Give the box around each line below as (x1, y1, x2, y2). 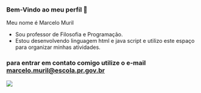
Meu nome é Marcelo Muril (6, 19, 74, 27)
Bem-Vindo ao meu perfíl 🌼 (6, 5, 88, 14)
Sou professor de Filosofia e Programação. (15, 31, 123, 38)
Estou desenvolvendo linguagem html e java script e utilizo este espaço (15, 37, 195, 45)
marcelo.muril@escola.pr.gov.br (6, 66, 105, 75)
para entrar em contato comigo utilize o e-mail (6, 59, 146, 67)
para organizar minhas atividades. (15, 43, 100, 51)
